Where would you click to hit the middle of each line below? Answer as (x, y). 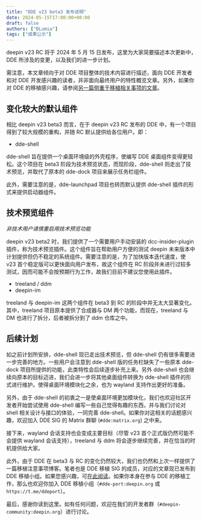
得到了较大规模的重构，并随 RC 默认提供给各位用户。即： (77, 132)
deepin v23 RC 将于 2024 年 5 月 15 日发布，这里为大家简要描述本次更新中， (101, 53)
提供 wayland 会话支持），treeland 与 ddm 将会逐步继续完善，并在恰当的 (101, 440)
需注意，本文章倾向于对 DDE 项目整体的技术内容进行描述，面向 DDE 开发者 (99, 73)
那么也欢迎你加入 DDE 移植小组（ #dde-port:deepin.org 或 (88, 484)
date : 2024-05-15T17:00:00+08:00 (48, 18)
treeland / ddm (33, 283)
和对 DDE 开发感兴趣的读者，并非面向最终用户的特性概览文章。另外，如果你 (100, 80)
